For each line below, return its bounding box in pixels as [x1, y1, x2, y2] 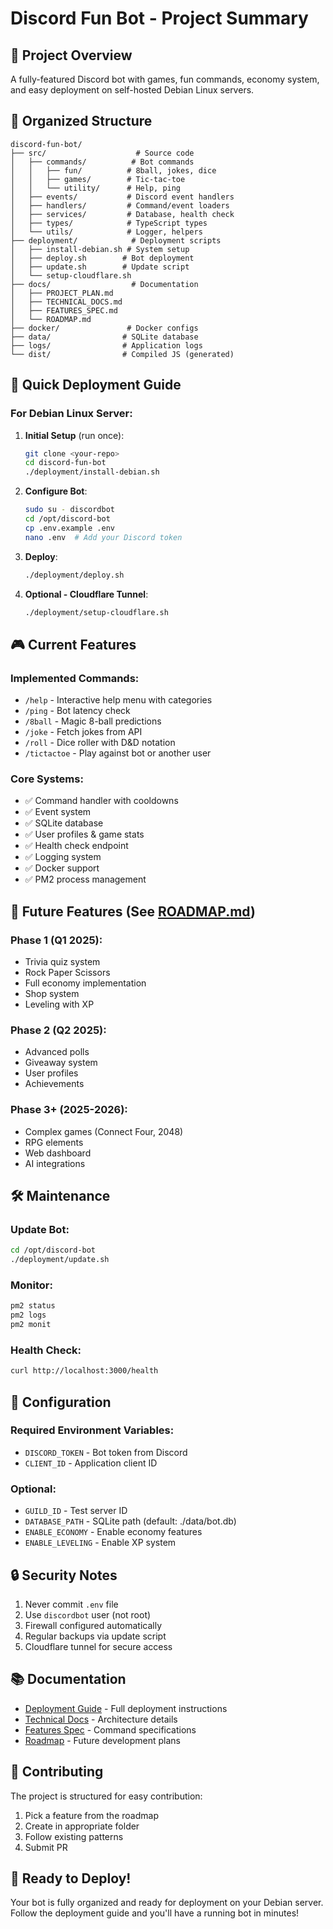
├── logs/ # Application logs [10, 340, 203, 351]
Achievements [24, 1078, 85, 1090]
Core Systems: [10, 772, 84, 786]
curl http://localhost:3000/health [10, 1366, 159, 1376]
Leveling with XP [24, 998, 95, 1011]
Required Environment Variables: [10, 1423, 175, 1437]
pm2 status [10, 1301, 56, 1311]
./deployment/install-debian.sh [24, 467, 160, 477]
